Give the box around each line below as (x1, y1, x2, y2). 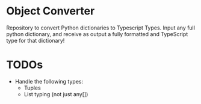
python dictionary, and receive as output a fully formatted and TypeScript (6, 30, 188, 37)
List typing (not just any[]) (23, 90, 88, 97)
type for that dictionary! (6, 37, 65, 44)
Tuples (23, 84, 41, 91)
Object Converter (6, 4, 95, 18)
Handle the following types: (14, 78, 83, 85)
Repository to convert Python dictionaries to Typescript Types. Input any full (6, 24, 196, 31)
